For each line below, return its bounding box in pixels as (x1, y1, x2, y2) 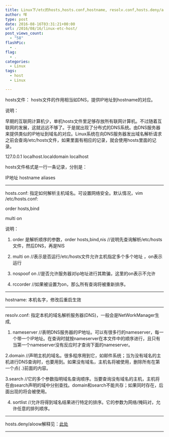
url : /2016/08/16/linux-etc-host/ (5, 26, 78, 31)
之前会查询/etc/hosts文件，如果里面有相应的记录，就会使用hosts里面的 (5, 137, 152, 143)
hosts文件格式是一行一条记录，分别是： (5, 163, 87, 170)
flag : (5, 49, 17, 54)
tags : (5, 69, 17, 74)
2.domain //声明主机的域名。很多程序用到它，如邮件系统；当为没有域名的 (5, 352, 157, 358)
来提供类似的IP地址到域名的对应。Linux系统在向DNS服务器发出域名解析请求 (5, 131, 162, 137)
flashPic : (5, 40, 26, 45)
